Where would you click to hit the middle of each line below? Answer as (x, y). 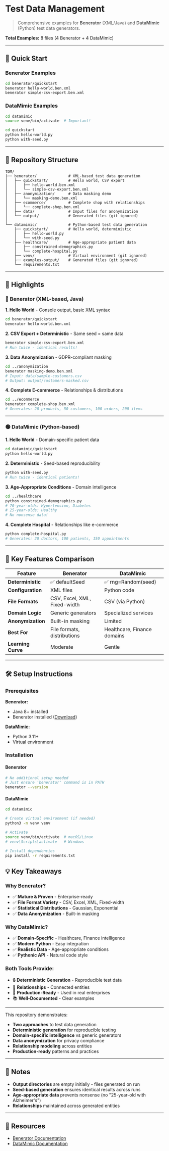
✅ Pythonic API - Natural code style (50, 955)
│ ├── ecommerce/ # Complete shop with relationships (75, 203)
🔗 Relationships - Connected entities (51, 987)
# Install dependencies (30, 851)
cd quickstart (20, 130)
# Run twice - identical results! (41, 348)
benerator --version (27, 787)
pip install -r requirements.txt (40, 855)
